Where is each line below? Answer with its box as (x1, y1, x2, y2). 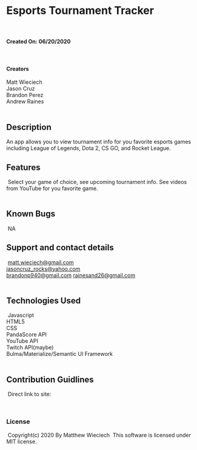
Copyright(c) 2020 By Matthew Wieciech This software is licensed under (7, 431, 192, 438)
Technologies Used (6, 295, 81, 305)
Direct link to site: (7, 390, 52, 398)
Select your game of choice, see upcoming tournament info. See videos (7, 178, 187, 185)
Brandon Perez (6, 92, 44, 99)
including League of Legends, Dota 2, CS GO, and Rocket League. (6, 145, 171, 152)
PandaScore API (6, 331, 47, 338)
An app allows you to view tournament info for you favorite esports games (6, 138, 192, 146)
